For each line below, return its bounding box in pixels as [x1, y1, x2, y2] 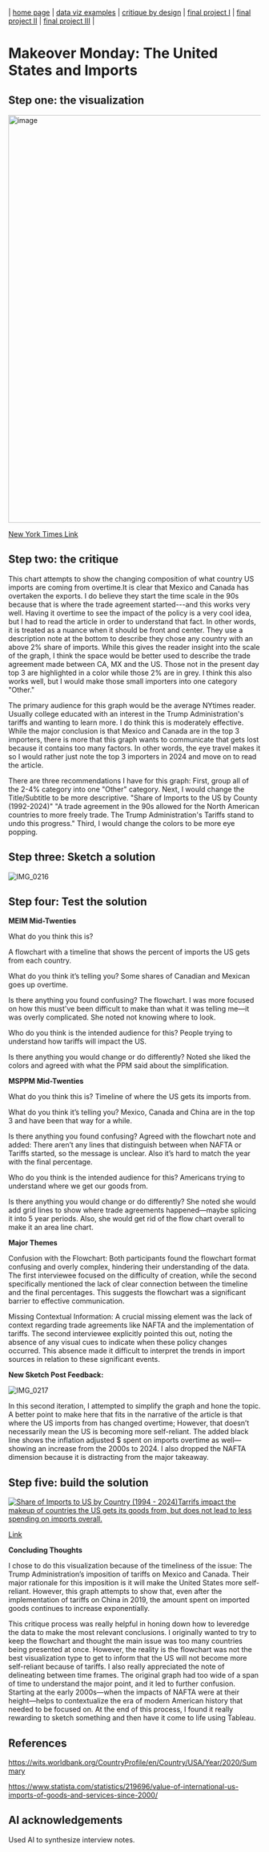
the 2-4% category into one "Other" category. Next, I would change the [8, 784, 245, 794]
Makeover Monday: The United [8, 44, 219, 63]
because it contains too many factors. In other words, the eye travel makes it [8, 743, 261, 753]
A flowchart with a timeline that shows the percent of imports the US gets [8, 947, 251, 957]
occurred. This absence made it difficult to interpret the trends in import [8, 1346, 246, 1355]
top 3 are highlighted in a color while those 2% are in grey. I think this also [8, 668, 252, 677]
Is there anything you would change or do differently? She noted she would [8, 1197, 256, 1207]
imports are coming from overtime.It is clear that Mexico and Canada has [8, 583, 250, 592]
